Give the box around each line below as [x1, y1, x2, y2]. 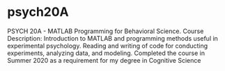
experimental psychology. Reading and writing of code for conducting [7, 41, 208, 50]
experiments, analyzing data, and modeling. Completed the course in [7, 49, 205, 57]
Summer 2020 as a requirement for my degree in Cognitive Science [7, 56, 201, 64]
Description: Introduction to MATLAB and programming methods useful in [7, 34, 218, 42]
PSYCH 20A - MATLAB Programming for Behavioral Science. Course [7, 27, 204, 35]
